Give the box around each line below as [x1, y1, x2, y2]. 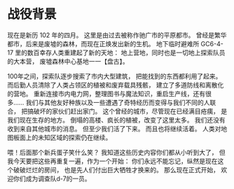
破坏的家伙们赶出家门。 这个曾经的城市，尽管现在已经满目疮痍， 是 [33, 106, 228, 115]
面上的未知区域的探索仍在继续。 [19, 133, 112, 141]
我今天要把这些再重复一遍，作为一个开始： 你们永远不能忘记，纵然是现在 [7, 157, 218, 165]
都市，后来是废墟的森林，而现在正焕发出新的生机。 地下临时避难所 [7, 39, 200, 48]
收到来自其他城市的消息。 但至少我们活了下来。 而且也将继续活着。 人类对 [7, 124, 221, 133]
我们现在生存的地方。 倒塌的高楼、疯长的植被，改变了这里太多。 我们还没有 [7, 115, 226, 124]
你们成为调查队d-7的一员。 [13, 174, 91, 183]
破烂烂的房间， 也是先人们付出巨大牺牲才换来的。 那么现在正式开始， [19, 165, 219, 174]
